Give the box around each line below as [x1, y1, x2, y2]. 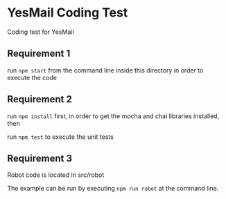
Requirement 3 [7, 152, 73, 164]
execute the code [7, 73, 58, 82]
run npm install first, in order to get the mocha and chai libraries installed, [7, 112, 220, 120]
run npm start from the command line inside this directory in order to [7, 66, 204, 74]
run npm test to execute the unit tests [7, 133, 114, 141]
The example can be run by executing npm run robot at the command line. [7, 184, 219, 193]
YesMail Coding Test [7, 5, 128, 21]
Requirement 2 [7, 93, 73, 105]
